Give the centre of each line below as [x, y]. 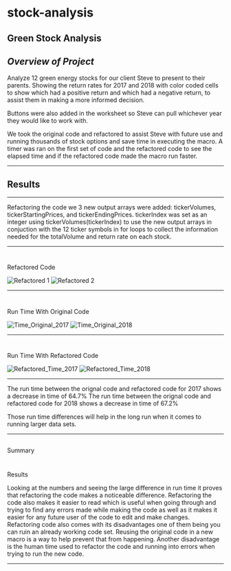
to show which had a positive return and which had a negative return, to [109, 93]
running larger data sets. [42, 424]
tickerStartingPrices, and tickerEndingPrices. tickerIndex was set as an [107, 214]
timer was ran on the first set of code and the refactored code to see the [110, 149]
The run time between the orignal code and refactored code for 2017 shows [114, 388]
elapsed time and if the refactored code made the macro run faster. [102, 156]
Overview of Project [51, 61]
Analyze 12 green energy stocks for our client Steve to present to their [106, 78]
